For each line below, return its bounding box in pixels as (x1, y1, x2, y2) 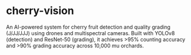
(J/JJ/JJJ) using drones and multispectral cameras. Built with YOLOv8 (6, 29, 175, 36)
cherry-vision (6, 4, 74, 18)
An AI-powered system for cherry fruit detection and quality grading (6, 23, 171, 30)
